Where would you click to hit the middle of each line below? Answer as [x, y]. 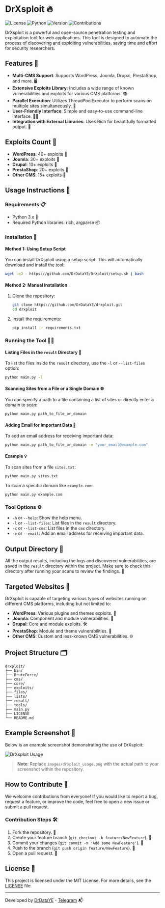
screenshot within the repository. [51, 769]
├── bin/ [14, 671]
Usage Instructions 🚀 [38, 190]
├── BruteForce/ [22, 675]
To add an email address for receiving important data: [59, 436]
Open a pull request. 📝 [35, 853]
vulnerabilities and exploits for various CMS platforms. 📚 [70, 93]
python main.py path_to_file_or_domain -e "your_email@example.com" [77, 445]
